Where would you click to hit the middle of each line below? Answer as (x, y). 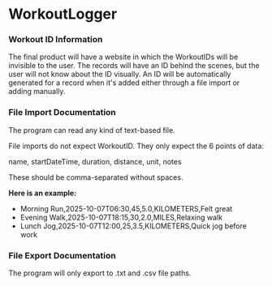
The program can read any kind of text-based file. (92, 130)
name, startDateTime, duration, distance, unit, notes (95, 161)
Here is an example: (43, 193)
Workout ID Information (56, 40)
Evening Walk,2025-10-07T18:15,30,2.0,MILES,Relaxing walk (121, 217)
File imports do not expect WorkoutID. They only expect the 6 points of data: (136, 146)
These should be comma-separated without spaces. (96, 177)
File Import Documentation (62, 113)
